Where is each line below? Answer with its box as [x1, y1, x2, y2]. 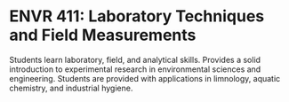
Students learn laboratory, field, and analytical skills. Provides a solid [9, 54, 261, 65]
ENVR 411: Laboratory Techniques [9, 6, 265, 27]
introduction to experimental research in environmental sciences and [9, 64, 261, 75]
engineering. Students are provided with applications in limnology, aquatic [9, 73, 281, 83]
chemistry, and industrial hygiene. [9, 82, 133, 93]
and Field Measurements [9, 25, 197, 45]
